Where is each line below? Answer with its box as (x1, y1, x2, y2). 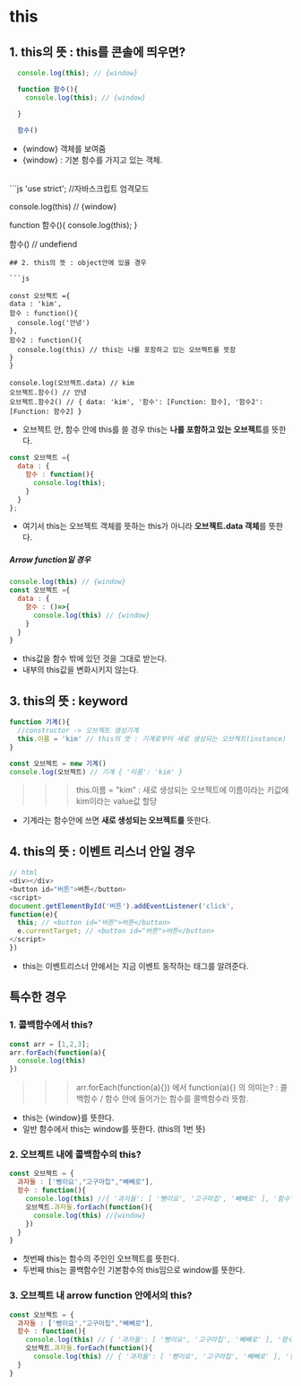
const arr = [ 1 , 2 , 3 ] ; (9, 1039, 90, 1048)
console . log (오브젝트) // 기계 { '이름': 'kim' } (9, 767, 184, 776)
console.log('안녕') (17, 319, 90, 328)
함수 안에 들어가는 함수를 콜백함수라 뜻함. (104, 1093, 249, 1104)
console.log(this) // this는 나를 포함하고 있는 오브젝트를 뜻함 (17, 346, 236, 355)
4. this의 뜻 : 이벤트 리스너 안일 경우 (9, 843, 195, 859)
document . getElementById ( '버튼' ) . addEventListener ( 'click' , (9, 901, 235, 911)
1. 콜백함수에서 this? (9, 1019, 94, 1031)
